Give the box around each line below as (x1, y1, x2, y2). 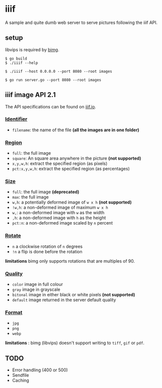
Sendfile (12, 372, 29, 378)
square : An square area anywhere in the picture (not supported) (12, 155, 142, 162)
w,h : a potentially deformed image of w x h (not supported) (12, 199, 132, 205)
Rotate (5, 232, 21, 239)
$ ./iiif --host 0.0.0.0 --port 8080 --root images (5, 69, 112, 74)
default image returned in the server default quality (12, 297, 116, 303)
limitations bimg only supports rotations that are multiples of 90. (5, 258, 135, 264)
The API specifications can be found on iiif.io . (5, 103, 96, 109)
